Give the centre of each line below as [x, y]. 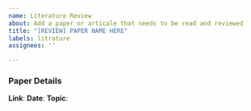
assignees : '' [32, 46]
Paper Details [35, 81]
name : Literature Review [50, 16]
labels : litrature [39, 38]
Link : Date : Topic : [38, 98]
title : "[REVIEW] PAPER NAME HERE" [68, 31]
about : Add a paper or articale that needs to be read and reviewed [126, 23]
